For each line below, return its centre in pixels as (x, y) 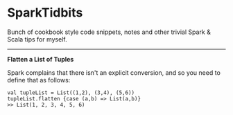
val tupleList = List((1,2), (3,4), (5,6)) (71, 92)
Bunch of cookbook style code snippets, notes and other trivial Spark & (109, 32)
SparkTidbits (45, 13)
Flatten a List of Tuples (41, 59)
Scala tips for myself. (37, 39)
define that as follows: (39, 80)
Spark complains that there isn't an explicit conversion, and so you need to (114, 72)
